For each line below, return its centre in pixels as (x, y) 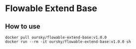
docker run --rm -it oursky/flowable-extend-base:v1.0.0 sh (68, 42)
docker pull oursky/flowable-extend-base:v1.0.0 (56, 37)
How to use (23, 26)
